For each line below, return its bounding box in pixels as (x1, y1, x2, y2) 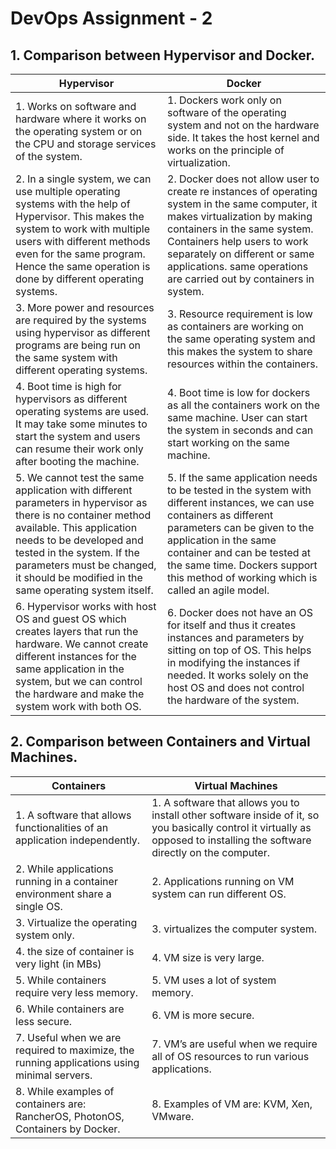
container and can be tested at (167, 546, 312, 559)
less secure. (15, 1014, 73, 1028)
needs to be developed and (15, 533, 144, 547)
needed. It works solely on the (167, 668, 309, 682)
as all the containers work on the (167, 398, 321, 412)
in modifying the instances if (167, 656, 301, 669)
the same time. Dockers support (167, 558, 318, 572)
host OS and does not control (167, 681, 305, 694)
